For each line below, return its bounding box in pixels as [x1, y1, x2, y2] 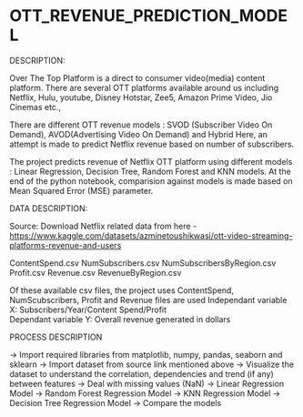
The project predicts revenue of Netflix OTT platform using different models [9, 156, 293, 167]
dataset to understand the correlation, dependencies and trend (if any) [9, 368, 275, 379]
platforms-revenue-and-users [9, 239, 122, 250]
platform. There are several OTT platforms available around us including [9, 82, 279, 93]
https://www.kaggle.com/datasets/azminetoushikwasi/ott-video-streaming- [9, 229, 293, 241]
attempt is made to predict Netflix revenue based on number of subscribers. [9, 138, 295, 149]
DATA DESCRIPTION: [9, 202, 88, 214]
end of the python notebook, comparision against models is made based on [9, 175, 293, 187]
